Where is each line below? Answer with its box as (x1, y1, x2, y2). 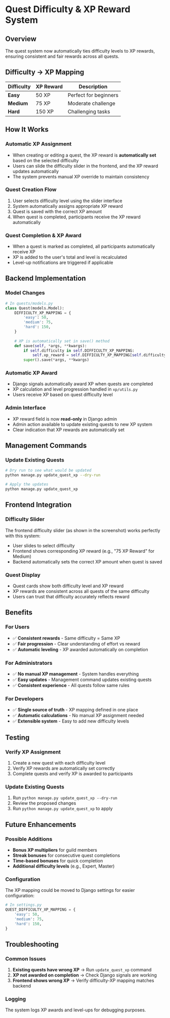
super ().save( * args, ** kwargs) (23, 357, 90, 363)
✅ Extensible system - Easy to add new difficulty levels (12, 718, 130, 724)
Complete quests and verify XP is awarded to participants (12, 770, 133, 776)
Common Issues (5, 955, 47, 962)
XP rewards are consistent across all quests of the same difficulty (12, 588, 150, 594)
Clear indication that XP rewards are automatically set (12, 427, 125, 433)
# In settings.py (5, 902, 42, 908)
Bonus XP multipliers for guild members (12, 847, 98, 853)
